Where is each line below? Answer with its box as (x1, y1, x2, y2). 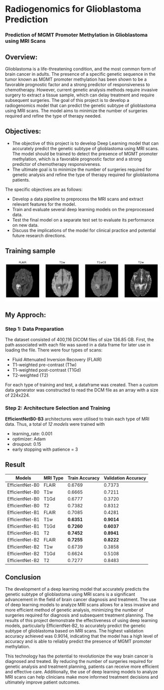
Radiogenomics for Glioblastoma (5, 3, 141, 15)
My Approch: (5, 311, 46, 319)
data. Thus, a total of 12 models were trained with (5, 421, 105, 427)
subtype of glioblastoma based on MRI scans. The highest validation (5, 628, 144, 634)
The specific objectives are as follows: (5, 186, 83, 192)
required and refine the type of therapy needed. (5, 113, 102, 119)
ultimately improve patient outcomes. (5, 679, 80, 685)
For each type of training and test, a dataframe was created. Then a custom (5, 382, 159, 388)
